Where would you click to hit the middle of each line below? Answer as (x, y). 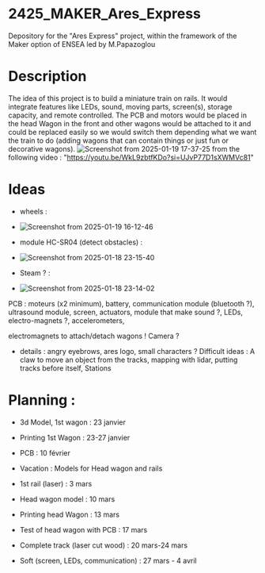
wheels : (33, 211)
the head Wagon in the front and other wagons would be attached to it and (130, 123)
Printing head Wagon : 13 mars (70, 514)
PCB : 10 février (45, 452)
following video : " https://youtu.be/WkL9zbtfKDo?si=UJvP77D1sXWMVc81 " (131, 157)
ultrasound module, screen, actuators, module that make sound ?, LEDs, (126, 312)
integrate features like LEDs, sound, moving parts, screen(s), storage (120, 106)
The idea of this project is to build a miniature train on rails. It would (118, 98)
